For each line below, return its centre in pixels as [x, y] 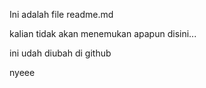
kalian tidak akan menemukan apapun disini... [103, 33]
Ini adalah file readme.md [61, 14]
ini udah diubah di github [60, 53]
